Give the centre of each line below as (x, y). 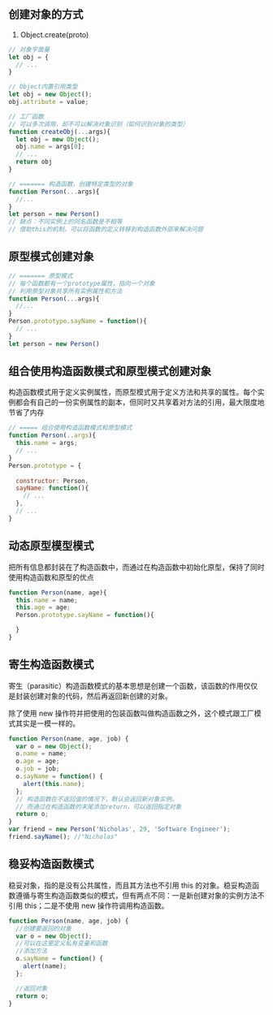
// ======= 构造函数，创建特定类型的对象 (71, 184)
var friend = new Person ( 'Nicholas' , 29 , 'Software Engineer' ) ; (119, 829)
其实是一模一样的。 (47, 723)
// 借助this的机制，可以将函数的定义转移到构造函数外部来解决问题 (106, 230)
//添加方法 (32, 951)
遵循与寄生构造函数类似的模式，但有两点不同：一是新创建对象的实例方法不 (140, 895)
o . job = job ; (38, 769)
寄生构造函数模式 (51, 665)
